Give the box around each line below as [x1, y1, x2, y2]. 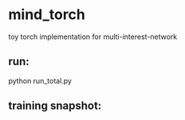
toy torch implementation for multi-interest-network [8, 32, 178, 41]
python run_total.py [8, 75, 72, 85]
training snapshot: [8, 99, 102, 113]
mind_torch [8, 6, 85, 24]
